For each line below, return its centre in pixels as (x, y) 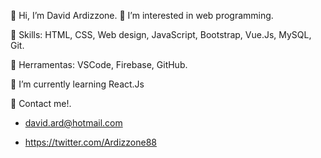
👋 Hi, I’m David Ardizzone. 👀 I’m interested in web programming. (142, 15)
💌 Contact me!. (41, 103)
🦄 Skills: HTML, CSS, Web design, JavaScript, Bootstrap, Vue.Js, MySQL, (161, 34)
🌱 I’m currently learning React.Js (77, 84)
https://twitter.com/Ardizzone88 (90, 142)
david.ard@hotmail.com (73, 123)
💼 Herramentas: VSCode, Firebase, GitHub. (99, 64)
